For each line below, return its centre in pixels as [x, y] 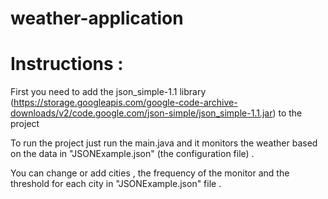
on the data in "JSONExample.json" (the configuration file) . [132, 154]
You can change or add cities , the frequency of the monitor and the [150, 173]
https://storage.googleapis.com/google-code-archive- [125, 103]
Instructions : [67, 64]
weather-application [97, 18]
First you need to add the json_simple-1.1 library [108, 92]
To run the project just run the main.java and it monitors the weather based [164, 143]
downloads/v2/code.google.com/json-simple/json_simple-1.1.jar [141, 113]
